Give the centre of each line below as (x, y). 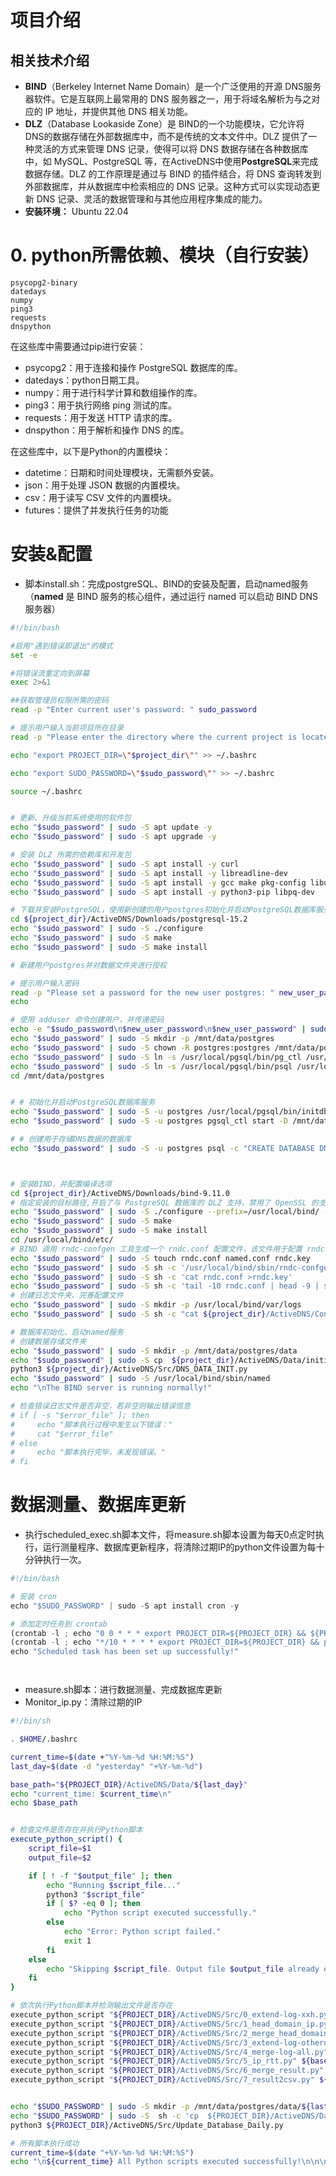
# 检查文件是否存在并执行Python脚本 (76, 1830)
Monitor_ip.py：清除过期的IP (83, 1702)
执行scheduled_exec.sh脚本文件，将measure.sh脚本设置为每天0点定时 (170, 1535)
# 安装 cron (33, 1596)
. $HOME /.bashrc (44, 1739)
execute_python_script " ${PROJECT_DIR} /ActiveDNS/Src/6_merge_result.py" (167, 2071)
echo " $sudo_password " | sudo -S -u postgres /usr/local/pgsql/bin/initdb (169, 1112)
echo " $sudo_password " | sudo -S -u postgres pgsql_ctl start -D (149, 1121)
